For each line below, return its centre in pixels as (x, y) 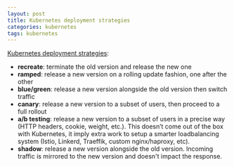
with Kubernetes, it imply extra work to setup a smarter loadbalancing (118, 134)
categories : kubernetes (42, 27)
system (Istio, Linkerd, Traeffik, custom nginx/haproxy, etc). (104, 142)
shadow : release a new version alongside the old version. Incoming (115, 149)
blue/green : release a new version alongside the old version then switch (122, 89)
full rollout (32, 112)
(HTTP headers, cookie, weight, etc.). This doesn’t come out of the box (120, 126)
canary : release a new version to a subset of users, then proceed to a (118, 104)
